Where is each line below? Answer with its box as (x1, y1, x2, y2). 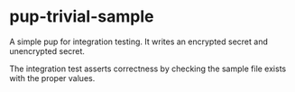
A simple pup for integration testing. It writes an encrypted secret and (9, 36, 268, 47)
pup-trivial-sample (9, 6, 154, 27)
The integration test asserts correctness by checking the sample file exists (9, 63, 287, 74)
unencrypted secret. (9, 45, 86, 56)
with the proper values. (9, 72, 96, 83)
